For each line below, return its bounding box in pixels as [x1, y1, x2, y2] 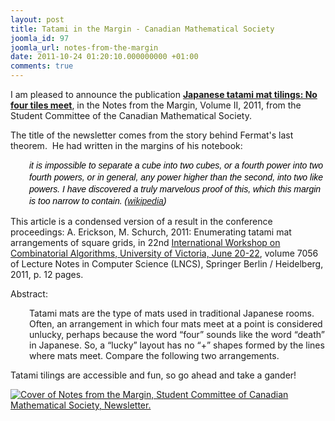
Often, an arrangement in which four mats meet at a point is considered [29, 318, 323, 330]
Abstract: [10, 288, 48, 300]
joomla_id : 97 [10, 33, 70, 43]
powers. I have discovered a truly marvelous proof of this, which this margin [29, 184, 322, 195]
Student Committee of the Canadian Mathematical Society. [10, 110, 252, 121]
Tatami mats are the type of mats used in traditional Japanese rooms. [29, 307, 315, 319]
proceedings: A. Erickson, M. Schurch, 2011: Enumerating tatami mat [10, 226, 292, 238]
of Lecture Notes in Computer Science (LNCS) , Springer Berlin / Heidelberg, [10, 258, 324, 270]
